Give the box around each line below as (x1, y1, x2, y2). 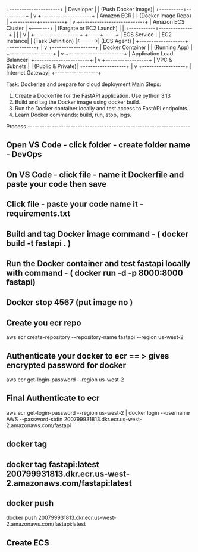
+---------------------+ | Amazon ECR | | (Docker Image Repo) (37, 12, 191, 19)
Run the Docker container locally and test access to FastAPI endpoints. (14, 105, 189, 112)
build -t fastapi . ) (6, 238, 71, 248)
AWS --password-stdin (6, 415, 63, 423)
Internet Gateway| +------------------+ (6, 69, 102, 76)
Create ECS (6, 538, 49, 548)
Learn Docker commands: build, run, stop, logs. (14, 111, 132, 118)
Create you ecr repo (6, 317, 81, 328)
